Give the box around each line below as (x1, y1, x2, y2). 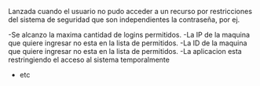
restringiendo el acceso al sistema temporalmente (8, 55, 170, 64)
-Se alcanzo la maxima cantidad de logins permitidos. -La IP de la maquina (8, 30, 250, 39)
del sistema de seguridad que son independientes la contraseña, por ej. (8, 15, 240, 24)
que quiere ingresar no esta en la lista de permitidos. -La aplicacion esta (8, 47, 242, 56)
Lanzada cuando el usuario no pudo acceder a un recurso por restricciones (8, 7, 253, 16)
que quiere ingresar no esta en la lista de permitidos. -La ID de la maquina (8, 38, 247, 48)
